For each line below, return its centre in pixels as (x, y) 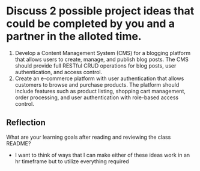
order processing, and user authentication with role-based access (97, 97)
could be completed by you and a (91, 24)
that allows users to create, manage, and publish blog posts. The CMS (102, 59)
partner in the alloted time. (74, 36)
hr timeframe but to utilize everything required (72, 161)
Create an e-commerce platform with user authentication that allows (99, 78)
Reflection (26, 123)
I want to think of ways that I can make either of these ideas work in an (102, 155)
